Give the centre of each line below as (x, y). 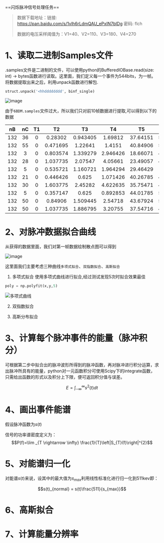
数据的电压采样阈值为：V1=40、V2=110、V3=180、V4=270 (77, 34)
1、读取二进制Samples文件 (59, 56)
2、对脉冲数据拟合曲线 (51, 232)
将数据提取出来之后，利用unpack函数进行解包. (52, 82)
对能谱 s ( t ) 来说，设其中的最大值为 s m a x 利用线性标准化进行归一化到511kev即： (82, 479)
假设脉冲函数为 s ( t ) (24, 424)
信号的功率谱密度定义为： (31, 434)
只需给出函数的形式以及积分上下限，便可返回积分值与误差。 (65, 377)
